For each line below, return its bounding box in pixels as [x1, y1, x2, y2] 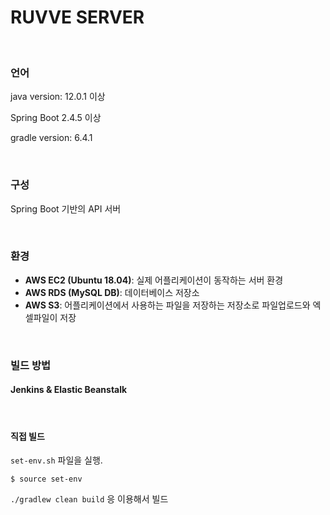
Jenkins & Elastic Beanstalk [10, 384, 128, 396]
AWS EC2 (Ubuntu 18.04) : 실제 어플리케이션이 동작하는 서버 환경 [24, 274, 284, 286]
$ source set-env [10, 474, 83, 485]
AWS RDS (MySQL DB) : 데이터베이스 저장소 [24, 286, 200, 298]
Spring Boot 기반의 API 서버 [10, 202, 122, 215]
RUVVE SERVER [10, 6, 145, 29]
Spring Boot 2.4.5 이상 [10, 112, 102, 124]
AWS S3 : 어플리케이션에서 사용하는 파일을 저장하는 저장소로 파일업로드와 [24, 299, 311, 311]
